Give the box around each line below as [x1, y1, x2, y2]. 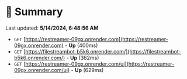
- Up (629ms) [71, 66, 104, 73]
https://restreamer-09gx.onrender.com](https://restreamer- [25, 35, 169, 42]
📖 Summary [5, 5, 63, 19]
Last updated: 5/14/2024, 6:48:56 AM [5, 24, 99, 31]
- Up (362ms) [66, 54, 99, 61]
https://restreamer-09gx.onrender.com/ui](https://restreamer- [25, 60, 175, 67]
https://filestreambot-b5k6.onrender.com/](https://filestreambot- [25, 48, 181, 55]
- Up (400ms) [64, 42, 98, 49]
